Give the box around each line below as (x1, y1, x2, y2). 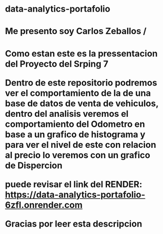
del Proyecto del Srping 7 (5, 58, 109, 69)
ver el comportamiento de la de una (5, 88, 151, 98)
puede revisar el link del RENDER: (5, 179, 143, 190)
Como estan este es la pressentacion (5, 48, 158, 59)
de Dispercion (5, 160, 63, 171)
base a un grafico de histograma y (5, 129, 145, 140)
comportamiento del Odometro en (5, 118, 145, 129)
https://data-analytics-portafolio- (5, 189, 145, 200)
